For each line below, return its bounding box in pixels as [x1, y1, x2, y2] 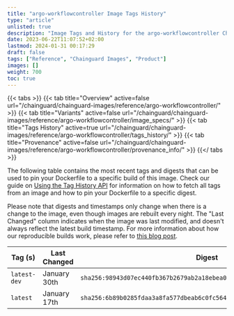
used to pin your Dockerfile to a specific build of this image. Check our [7, 174, 210, 182]
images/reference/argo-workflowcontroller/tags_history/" [7, 131, 172, 139]
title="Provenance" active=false [7, 139, 99, 147]
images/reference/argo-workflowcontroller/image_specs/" [7, 116, 175, 125]
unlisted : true [7, 23, 52, 30]
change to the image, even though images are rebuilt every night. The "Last [7, 210, 224, 218]
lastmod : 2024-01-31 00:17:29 [7, 42, 95, 49]
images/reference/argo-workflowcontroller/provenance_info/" [7, 145, 185, 154]
